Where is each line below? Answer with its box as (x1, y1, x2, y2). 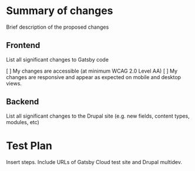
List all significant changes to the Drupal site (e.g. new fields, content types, (6, 112, 190, 119)
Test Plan (6, 139, 53, 152)
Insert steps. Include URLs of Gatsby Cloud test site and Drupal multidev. (6, 158, 183, 165)
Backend (6, 97, 39, 107)
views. (6, 80, 22, 87)
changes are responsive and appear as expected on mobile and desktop (6, 73, 181, 80)
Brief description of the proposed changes (6, 23, 109, 30)
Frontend (6, 40, 41, 50)
